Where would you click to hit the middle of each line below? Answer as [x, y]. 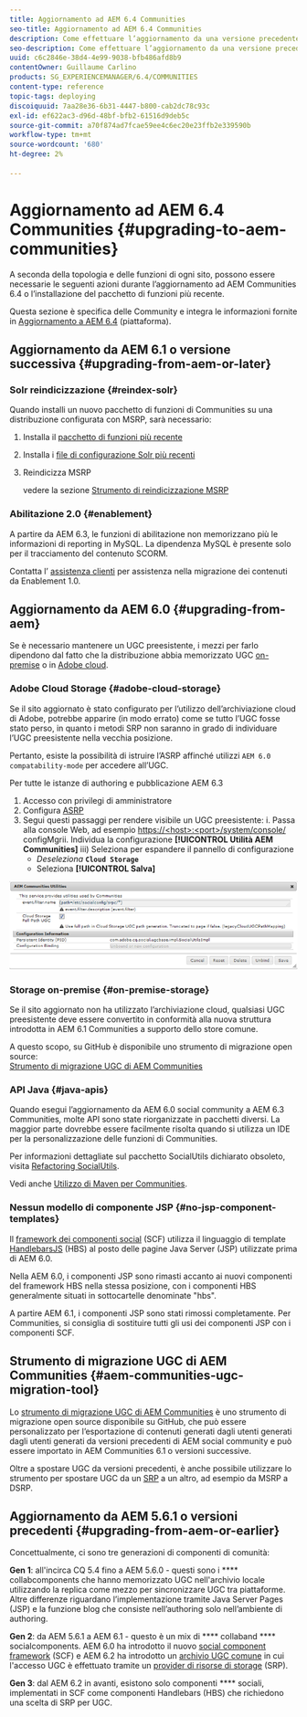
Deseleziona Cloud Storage [87, 858]
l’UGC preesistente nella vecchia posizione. [91, 737]
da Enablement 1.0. [45, 581]
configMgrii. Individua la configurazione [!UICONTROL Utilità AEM [148, 839]
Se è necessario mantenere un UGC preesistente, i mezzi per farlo [134, 646]
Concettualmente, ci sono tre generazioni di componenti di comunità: [140, 1553]
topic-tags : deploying [53, 96]
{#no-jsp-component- [226, 1207]
